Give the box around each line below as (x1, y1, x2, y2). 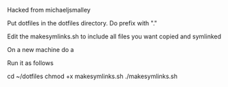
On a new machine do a (7, 46, 74, 53)
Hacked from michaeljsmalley (7, 6, 91, 14)
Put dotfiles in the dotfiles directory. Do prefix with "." (7, 19, 158, 27)
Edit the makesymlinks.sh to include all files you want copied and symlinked (7, 32, 222, 40)
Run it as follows (7, 59, 54, 67)
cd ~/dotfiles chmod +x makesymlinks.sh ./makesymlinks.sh (7, 72, 178, 80)
